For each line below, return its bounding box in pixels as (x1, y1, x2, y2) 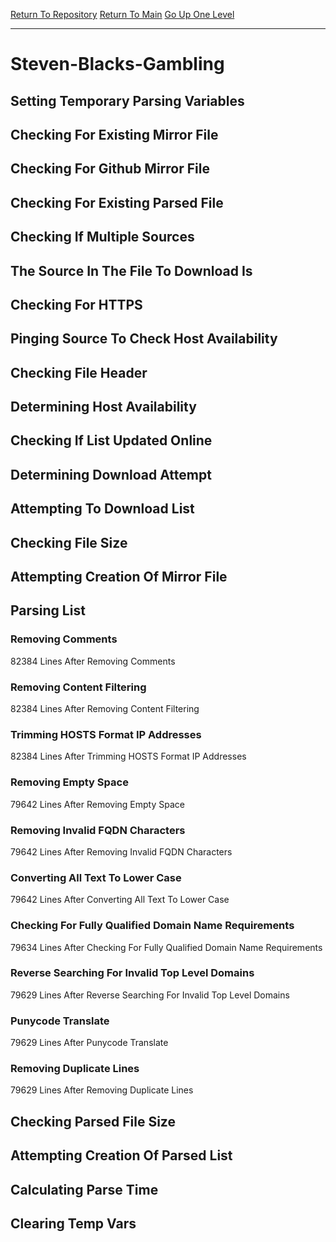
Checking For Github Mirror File (10, 160, 210, 178)
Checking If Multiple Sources (10, 229, 195, 246)
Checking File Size (10, 534, 128, 551)
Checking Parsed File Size (10, 1113, 176, 1130)
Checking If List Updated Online (10, 432, 213, 449)
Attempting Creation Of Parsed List (10, 1147, 233, 1164)
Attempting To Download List (10, 500, 195, 518)
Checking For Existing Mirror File (10, 126, 219, 143)
